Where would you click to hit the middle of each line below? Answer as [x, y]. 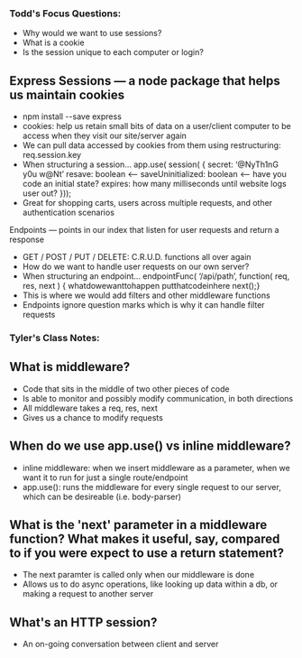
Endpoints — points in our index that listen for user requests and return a [144, 230]
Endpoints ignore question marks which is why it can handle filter [143, 305]
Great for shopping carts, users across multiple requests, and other [147, 203]
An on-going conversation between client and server [120, 644]
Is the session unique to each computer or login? [113, 52]
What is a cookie [53, 42]
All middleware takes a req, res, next [90, 408]
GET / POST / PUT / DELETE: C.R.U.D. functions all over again [137, 257]
